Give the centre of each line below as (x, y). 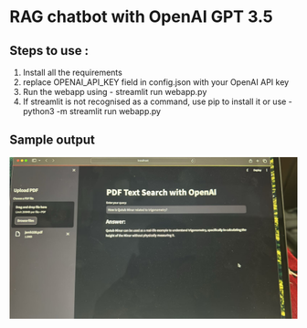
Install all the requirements (73, 72)
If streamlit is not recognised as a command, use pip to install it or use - (157, 101)
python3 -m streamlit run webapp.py (92, 111)
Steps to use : (49, 51)
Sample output (53, 140)
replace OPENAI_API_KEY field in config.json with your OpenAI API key (156, 82)
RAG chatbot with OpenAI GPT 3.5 (142, 17)
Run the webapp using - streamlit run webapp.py (115, 92)
